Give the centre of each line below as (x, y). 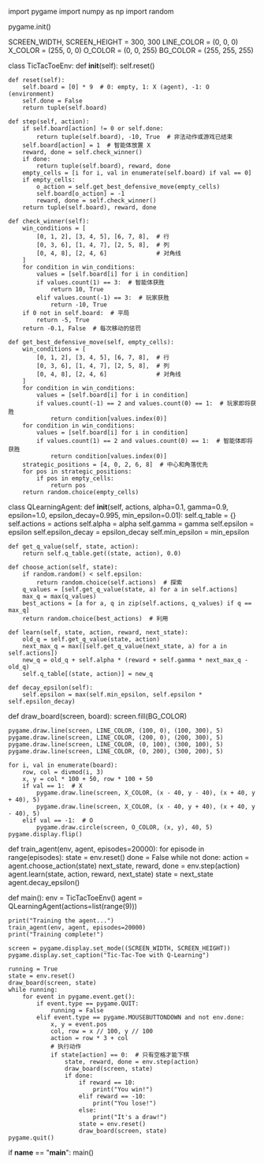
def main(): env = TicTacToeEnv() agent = (76, 898)
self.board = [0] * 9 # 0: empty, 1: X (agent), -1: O (116, 87)
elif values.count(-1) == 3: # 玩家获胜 (103, 298)
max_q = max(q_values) (59, 596)
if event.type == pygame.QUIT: (88, 1004)
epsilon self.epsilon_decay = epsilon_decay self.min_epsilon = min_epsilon (129, 532)
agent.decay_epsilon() (44, 882)
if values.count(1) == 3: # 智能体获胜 (101, 283)
